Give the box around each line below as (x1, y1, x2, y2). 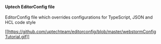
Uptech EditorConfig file (5, 4, 55, 10)
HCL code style (5, 20, 36, 25)
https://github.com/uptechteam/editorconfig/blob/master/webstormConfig (8, 29, 156, 34)
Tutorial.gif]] (5, 34, 30, 40)
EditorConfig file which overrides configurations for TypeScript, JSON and (5, 14, 153, 20)
